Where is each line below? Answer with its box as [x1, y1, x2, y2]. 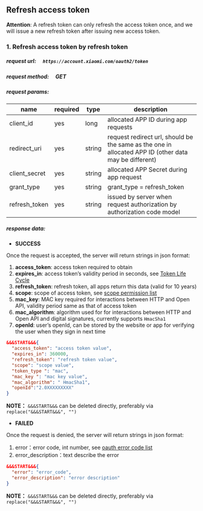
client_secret [9, 169, 46, 178]
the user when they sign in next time [14, 328, 106, 335]
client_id [9, 119, 33, 128]
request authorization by [107, 200, 177, 209]
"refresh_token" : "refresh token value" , [11, 357, 118, 363]
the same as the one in [107, 141, 172, 149]
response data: [6, 225, 46, 232]
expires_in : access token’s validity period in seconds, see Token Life [14, 270, 186, 278]
